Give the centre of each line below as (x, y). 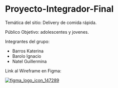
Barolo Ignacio (27, 56)
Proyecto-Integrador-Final (59, 9)
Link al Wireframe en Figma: (33, 71)
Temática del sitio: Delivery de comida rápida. (51, 22)
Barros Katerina (28, 51)
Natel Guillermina (29, 61)
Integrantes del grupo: (27, 41)
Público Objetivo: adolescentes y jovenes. (47, 32)
